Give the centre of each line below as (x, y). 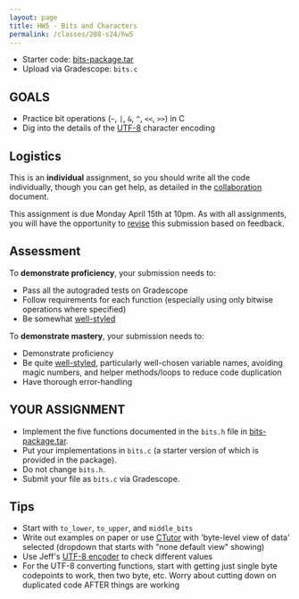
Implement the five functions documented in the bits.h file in (135, 431)
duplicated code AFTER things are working (101, 585)
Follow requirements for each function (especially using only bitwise (148, 299)
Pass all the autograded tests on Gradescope (105, 290)
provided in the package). (70, 460)
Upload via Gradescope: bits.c (80, 69)
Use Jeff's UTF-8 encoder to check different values (117, 557)
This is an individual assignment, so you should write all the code (130, 178)
